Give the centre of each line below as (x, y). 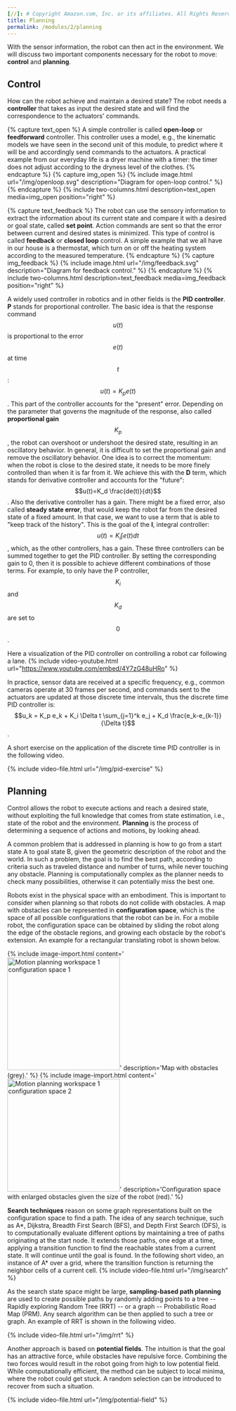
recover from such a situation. (51, 1386)
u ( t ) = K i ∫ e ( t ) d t (118, 536)
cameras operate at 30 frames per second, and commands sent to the (109, 690)
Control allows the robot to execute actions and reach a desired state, (108, 808)
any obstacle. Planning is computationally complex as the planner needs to (116, 874)
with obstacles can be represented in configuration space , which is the (111, 910)
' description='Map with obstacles (169, 1067)
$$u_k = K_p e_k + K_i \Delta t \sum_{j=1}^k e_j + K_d (91, 716)
